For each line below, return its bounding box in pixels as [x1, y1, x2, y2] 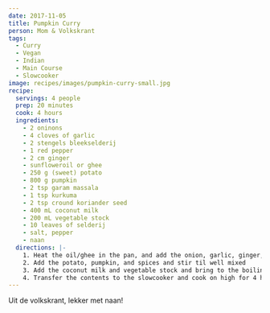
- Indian [15, 57, 45, 65]
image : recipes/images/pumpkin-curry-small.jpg [8, 79, 171, 87]
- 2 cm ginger [22, 154, 70, 162]
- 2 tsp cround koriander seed [22, 199, 128, 207]
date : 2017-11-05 [8, 11, 67, 20]
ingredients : [15, 117, 59, 125]
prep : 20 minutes [15, 101, 74, 109]
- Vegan [15, 49, 42, 57]
